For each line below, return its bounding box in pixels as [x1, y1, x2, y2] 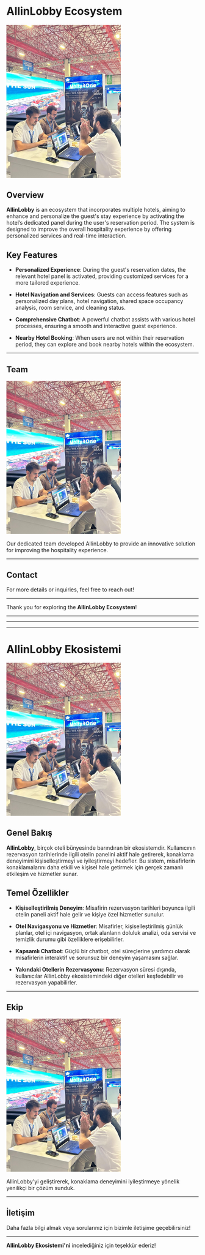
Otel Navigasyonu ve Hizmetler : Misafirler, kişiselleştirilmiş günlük [15, 923, 183, 930]
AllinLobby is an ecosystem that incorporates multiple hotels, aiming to [6, 206, 186, 214]
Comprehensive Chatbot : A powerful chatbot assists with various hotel [15, 316, 195, 323]
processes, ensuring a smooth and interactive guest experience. [15, 323, 178, 330]
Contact [6, 569, 38, 580]
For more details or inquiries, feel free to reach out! [6, 586, 134, 593]
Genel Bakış [6, 828, 53, 838]
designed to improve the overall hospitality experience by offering [6, 225, 172, 233]
